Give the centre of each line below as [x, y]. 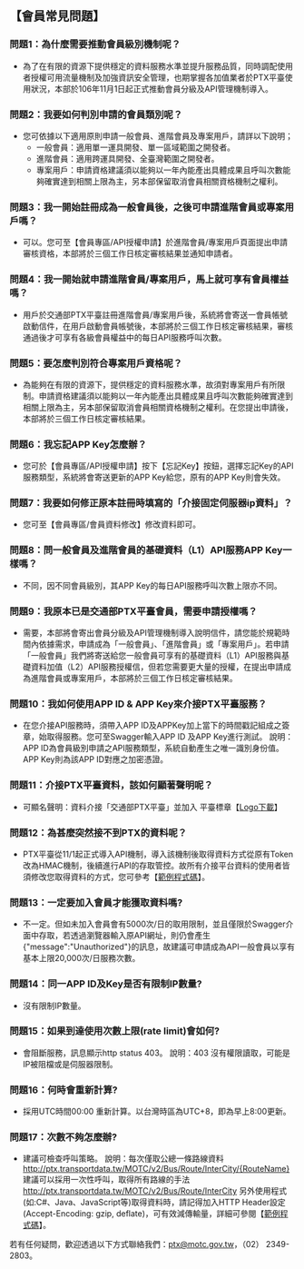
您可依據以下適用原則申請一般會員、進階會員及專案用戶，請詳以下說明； [157, 135]
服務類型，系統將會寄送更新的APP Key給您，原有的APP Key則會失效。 [154, 477]
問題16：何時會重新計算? [64, 1090]
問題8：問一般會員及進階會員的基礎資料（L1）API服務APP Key [146, 550]
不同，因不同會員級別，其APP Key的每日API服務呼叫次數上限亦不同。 [152, 585]
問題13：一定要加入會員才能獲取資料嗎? [96, 902]
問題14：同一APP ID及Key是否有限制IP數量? [106, 984]
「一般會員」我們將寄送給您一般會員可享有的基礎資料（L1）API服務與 [152, 656]
